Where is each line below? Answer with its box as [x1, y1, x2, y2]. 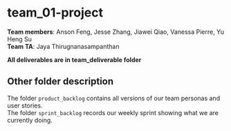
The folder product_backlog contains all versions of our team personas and [7, 94, 220, 102]
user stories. [7, 101, 43, 110]
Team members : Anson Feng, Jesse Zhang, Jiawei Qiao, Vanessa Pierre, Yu [7, 28, 225, 36]
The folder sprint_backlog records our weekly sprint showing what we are [7, 108, 219, 117]
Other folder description [7, 76, 114, 88]
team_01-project [7, 5, 104, 21]
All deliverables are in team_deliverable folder [7, 55, 142, 63]
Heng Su [7, 34, 33, 43]
